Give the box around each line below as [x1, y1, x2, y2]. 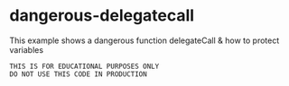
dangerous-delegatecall [9, 5, 195, 26]
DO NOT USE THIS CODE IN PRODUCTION [9, 69, 147, 79]
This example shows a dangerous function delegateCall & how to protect [9, 35, 280, 46]
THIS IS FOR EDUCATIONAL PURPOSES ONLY [9, 62, 160, 71]
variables [9, 44, 43, 55]
